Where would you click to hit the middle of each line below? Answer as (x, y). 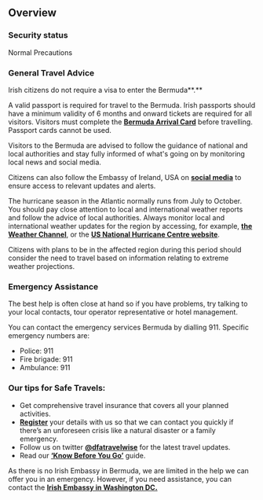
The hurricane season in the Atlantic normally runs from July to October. (125, 200)
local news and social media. (55, 162)
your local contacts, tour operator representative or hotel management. (123, 312)
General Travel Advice (51, 72)
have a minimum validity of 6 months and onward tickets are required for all (130, 113)
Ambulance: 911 (45, 368)
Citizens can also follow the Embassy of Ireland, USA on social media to (125, 177)
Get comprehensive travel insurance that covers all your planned (124, 405)
